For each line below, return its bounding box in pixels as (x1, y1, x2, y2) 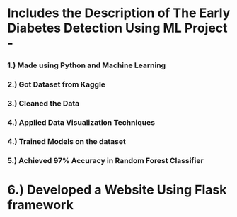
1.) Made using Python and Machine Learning (7, 60, 166, 70)
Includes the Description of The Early (7, 5, 231, 21)
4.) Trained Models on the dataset (7, 136, 126, 146)
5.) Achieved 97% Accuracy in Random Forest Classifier (7, 155, 204, 165)
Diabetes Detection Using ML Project (7, 20, 228, 36)
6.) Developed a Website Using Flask (7, 182, 227, 198)
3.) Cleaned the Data (7, 98, 80, 108)
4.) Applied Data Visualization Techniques (7, 117, 156, 127)
